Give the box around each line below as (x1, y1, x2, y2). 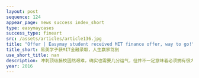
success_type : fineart (6, 30, 62, 36)
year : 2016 (6, 63, 33, 69)
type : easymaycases (6, 25, 54, 31)
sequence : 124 (6, 14, 41, 20)
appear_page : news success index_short (6, 19, 105, 25)
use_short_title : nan (6, 52, 60, 58)
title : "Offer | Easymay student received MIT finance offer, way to (6, 42, 182, 48)
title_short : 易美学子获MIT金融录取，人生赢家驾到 (6, 47, 120, 53)
